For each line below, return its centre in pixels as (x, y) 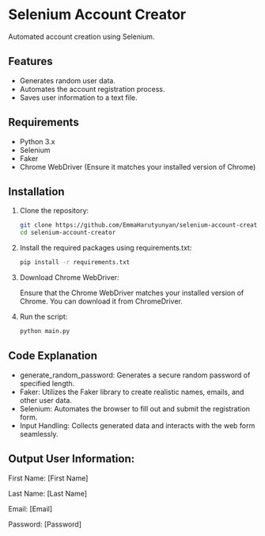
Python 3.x (37, 141)
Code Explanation (53, 356)
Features (30, 61)
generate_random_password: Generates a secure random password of (135, 375)
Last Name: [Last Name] (48, 493)
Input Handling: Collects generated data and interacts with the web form (137, 425)
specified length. (47, 383)
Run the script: (44, 316)
